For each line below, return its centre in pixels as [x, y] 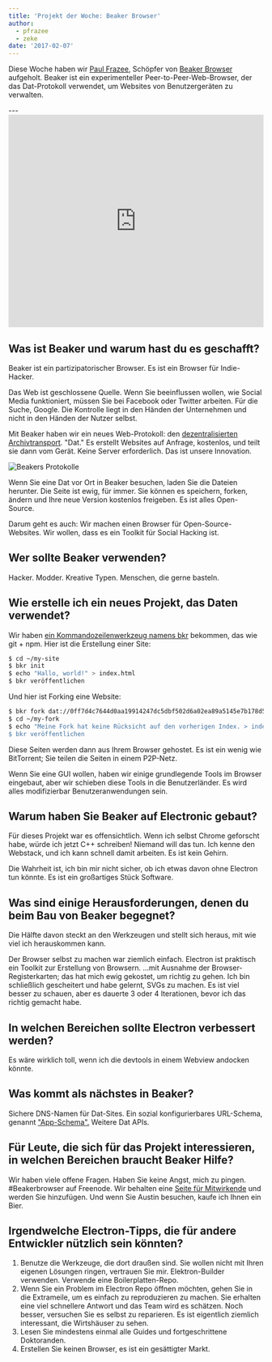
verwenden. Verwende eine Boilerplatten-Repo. [99, 1280]
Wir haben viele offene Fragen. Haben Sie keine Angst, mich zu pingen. [127, 1180]
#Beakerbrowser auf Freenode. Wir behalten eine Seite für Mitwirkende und [135, 1188]
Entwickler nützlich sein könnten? [96, 1244]
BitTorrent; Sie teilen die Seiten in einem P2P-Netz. [93, 758]
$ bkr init [27, 666]
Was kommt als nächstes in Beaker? [101, 1094]
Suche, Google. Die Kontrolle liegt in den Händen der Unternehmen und [127, 409]
